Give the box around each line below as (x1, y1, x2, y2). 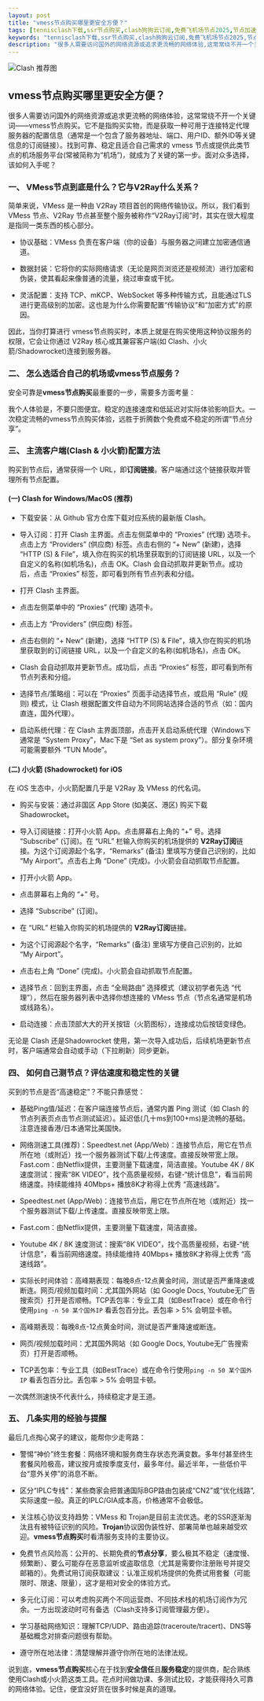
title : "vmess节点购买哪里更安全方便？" (8, 19, 128, 27)
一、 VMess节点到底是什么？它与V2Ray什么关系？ (8, 182, 200, 193)
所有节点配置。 (14, 474, 64, 484)
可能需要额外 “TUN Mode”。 (19, 745, 112, 755)
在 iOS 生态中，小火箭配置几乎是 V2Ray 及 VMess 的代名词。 (8, 783, 206, 793)
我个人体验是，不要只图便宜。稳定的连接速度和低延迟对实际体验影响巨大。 (8, 404, 249, 414)
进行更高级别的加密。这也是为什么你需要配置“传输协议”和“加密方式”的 (19, 300, 246, 310)
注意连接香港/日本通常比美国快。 (19, 1123, 126, 1132)
